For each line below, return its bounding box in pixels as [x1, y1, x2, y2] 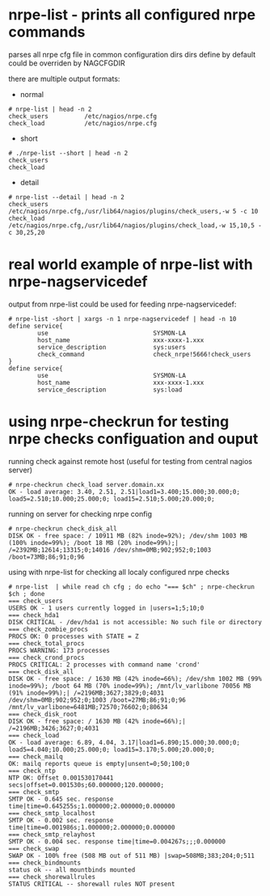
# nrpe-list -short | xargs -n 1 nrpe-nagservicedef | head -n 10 [8, 315, 237, 323]
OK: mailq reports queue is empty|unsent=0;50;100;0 [8, 759, 190, 767]
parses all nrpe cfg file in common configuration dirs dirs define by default [8, 49, 256, 59]
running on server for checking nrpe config [8, 509, 152, 518]
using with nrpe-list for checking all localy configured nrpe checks [8, 567, 230, 577]
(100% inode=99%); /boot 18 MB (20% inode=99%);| [8, 539, 179, 547]
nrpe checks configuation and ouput [8, 430, 259, 448]
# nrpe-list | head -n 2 [8, 105, 92, 113]
